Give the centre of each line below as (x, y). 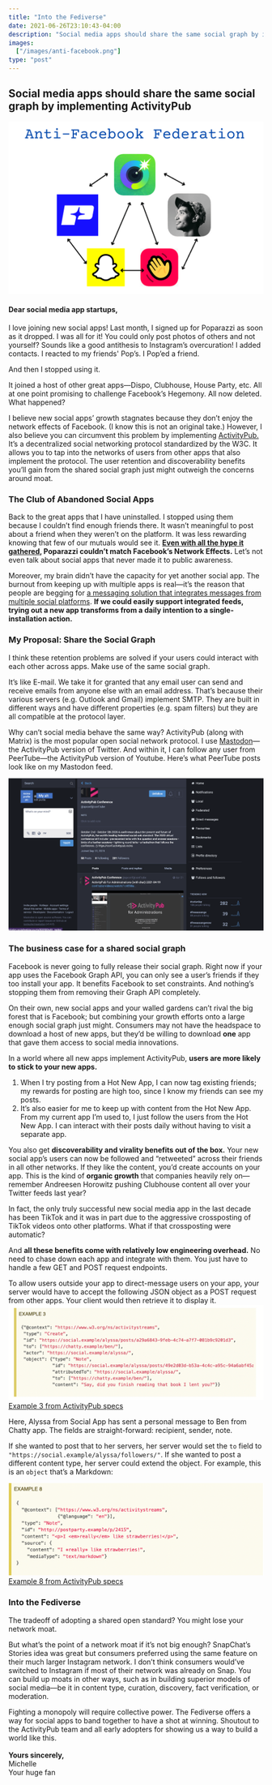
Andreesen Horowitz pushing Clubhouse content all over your (147, 1184)
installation (28, 619)
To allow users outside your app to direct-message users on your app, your (134, 1283)
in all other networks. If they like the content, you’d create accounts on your (134, 1167)
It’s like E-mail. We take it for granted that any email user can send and (126, 682)
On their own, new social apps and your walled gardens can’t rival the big (131, 1008)
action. (60, 619)
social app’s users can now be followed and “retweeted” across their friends (136, 1158)
